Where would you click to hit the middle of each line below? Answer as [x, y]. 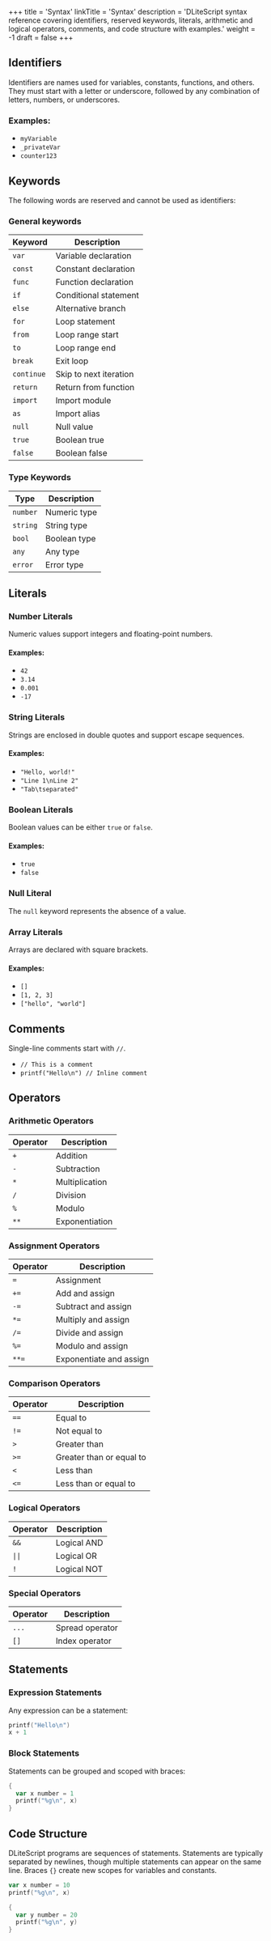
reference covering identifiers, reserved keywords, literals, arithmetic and [131, 20]
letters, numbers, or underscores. [64, 100]
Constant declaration [95, 269]
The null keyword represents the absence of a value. [97, 911]
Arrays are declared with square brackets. [78, 949]
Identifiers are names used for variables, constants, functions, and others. [131, 82]
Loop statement [85, 321]
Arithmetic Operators [51, 1121]
